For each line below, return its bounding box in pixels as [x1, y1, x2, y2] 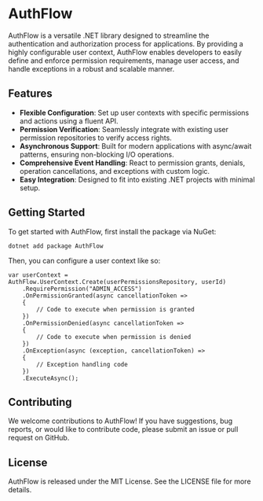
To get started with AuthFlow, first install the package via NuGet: [8, 227, 217, 236]
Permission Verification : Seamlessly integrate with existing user [19, 124, 229, 134]
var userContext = [8, 271, 68, 279]
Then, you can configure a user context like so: [8, 256, 161, 265]
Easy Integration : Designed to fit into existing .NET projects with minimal [19, 175, 255, 184]
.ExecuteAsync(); [22, 374, 79, 382]
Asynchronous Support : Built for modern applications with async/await [19, 141, 252, 150]
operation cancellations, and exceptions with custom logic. [19, 166, 210, 175]
